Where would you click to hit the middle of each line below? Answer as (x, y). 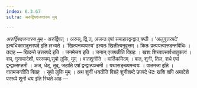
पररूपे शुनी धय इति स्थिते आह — (37, 78)
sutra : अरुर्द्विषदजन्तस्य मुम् (32, 17)
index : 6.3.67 (24, 11)
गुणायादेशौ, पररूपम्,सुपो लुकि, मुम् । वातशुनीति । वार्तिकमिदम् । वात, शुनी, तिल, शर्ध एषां (97, 59)
